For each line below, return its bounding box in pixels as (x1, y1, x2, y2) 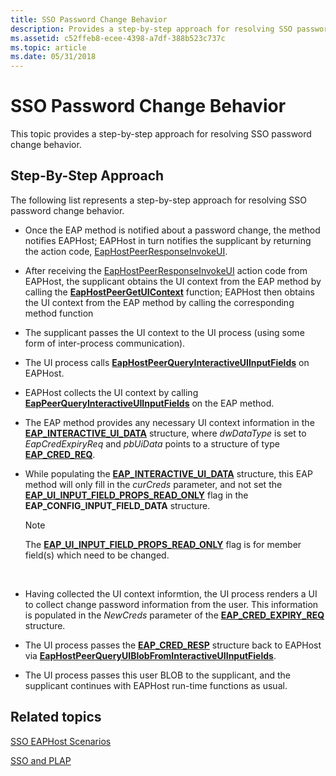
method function (24, 307, 94, 319)
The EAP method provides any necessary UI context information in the (24, 416, 315, 428)
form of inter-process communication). (24, 337, 186, 349)
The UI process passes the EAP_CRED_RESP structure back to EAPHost (24, 639, 322, 651)
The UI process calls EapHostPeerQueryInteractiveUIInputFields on (24, 356, 310, 368)
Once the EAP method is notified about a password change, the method (24, 224, 321, 236)
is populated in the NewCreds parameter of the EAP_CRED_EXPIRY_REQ (24, 609, 325, 621)
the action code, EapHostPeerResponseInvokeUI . (24, 245, 228, 257)
